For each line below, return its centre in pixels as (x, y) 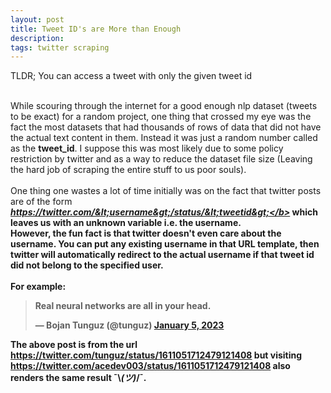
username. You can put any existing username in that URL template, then (165, 244)
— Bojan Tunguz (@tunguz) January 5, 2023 (129, 325)
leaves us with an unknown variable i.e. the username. (126, 223)
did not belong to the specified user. (87, 265)
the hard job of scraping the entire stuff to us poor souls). (128, 170)
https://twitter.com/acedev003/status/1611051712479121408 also (150, 366)
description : (37, 38)
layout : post (37, 19)
